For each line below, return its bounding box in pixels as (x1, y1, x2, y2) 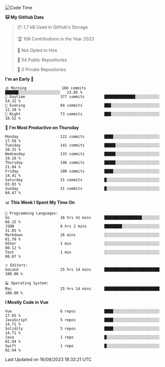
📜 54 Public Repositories (17, 57, 67, 63)
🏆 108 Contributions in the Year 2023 (17, 36, 95, 42)
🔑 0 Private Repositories (17, 67, 66, 72)
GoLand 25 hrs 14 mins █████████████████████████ (5, 267, 160, 272)
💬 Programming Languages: (5, 211, 58, 216)
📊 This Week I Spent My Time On (5, 199, 75, 205)
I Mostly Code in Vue (5, 299, 49, 305)
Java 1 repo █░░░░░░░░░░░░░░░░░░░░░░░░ (5, 335, 160, 340)
